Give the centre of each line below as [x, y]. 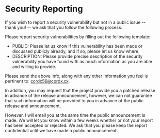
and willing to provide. [34, 67]
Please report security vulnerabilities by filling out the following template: [78, 37]
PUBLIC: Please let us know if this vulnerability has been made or [77, 46]
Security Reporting [44, 9]
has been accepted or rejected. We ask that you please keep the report [76, 125]
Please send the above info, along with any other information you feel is [77, 76]
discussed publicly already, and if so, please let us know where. [76, 51]
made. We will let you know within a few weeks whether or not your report [79, 120]
